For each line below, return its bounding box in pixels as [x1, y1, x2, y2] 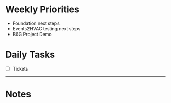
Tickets [12, 65, 28, 72]
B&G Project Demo [12, 31, 52, 37]
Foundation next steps [12, 20, 60, 26]
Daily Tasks [5, 49, 55, 60]
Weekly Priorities [5, 4, 80, 15]
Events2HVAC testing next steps [12, 25, 81, 31]
